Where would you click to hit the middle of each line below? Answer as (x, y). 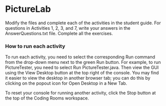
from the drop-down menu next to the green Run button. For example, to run (83, 62)
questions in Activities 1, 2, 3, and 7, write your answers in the (68, 28)
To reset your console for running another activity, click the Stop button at (81, 93)
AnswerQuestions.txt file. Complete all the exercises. (59, 33)
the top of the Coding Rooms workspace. (47, 98)
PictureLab (28, 9)
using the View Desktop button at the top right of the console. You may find (82, 73)
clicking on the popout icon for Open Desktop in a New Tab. (66, 83)
